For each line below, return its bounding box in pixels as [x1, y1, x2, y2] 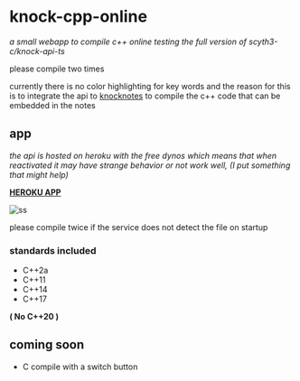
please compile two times [9, 63, 105, 74]
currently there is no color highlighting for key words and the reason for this [9, 80, 291, 91]
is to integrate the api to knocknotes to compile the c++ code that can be [9, 90, 281, 101]
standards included [9, 244, 97, 256]
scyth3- [248, 36, 278, 47]
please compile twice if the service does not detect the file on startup [9, 221, 268, 232]
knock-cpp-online [9, 6, 147, 27]
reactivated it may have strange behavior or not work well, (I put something [9, 160, 291, 171]
